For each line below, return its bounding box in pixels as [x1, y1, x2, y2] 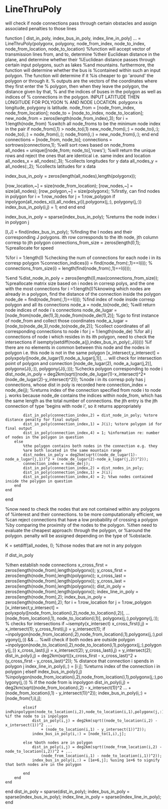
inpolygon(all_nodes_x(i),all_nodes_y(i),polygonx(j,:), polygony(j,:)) [5, 198, 142, 204]
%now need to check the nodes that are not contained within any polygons [5, 506, 160, 512]
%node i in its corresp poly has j [79, 376, 146, 382]
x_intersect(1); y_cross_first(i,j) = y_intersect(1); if [5, 626, 105, 632]
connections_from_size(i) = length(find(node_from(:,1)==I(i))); [5, 265, 131, 271]
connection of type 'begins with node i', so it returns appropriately [5, 403, 141, 409]
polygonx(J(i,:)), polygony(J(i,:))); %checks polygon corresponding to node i [5, 366, 163, 372]
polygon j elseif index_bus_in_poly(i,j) [5, 668, 82, 674]
